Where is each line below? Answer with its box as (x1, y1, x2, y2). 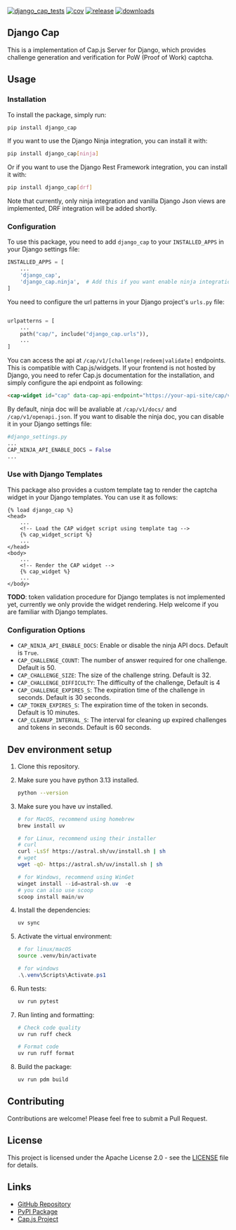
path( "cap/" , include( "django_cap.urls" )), (20, 330, 150, 337)
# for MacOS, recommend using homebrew (17, 816, 135, 823)
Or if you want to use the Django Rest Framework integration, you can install (7, 163, 228, 171)
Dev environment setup (7, 743, 112, 755)
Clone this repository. (17, 762, 80, 771)
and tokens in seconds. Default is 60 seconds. (17, 724, 152, 732)
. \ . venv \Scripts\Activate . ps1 (17, 971, 107, 979)
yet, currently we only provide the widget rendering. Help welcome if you (7, 600, 219, 608)
